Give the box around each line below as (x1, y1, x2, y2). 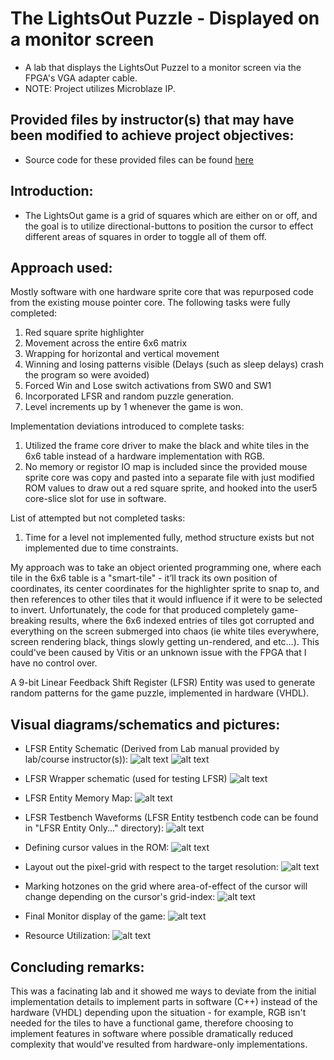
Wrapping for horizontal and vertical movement (24, 348, 220, 360)
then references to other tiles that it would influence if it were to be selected (10, 593, 323, 606)
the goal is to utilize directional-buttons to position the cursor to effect (24, 220, 314, 232)
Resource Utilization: (24, 930, 111, 942)
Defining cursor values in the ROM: (24, 842, 170, 854)
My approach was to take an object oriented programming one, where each (10, 562, 322, 574)
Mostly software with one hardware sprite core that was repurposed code (10, 286, 315, 298)
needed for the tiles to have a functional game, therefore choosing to (10, 1017, 294, 1029)
